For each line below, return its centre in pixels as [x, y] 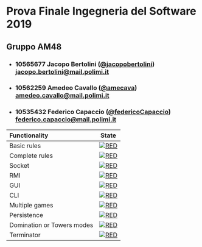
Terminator [25, 235]
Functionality [29, 135]
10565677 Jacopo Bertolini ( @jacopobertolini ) [85, 64]
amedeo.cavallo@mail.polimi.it [62, 96]
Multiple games [31, 205]
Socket [19, 165]
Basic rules [25, 146]
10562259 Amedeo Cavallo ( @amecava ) [76, 88]
